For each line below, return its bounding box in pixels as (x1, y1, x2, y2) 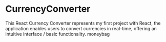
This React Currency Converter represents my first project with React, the (5, 20, 161, 26)
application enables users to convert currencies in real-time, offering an (5, 25, 157, 31)
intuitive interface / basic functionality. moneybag (5, 31, 110, 37)
